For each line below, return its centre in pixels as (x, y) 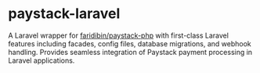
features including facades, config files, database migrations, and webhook (130, 43)
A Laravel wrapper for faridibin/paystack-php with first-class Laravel (119, 35)
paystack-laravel (64, 14)
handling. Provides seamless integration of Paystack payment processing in (130, 52)
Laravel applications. (42, 60)
